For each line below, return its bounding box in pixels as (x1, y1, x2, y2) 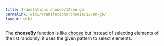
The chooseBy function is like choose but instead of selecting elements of (5, 30, 159, 36)
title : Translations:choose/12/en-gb (5, 7, 84, 12)
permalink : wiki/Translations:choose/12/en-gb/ (5, 12, 107, 17)
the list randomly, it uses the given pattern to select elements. (5, 35, 133, 41)
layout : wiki (5, 16, 33, 21)
